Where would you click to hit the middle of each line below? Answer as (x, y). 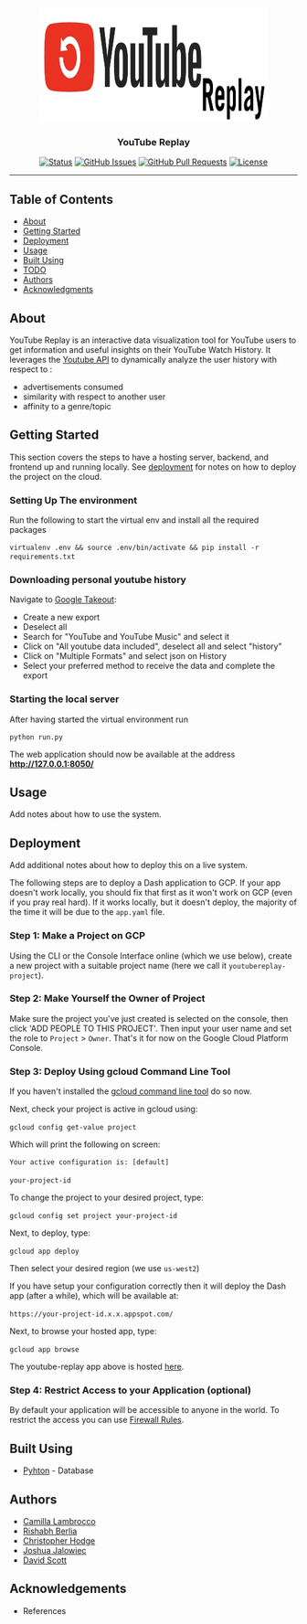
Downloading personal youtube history (98, 579)
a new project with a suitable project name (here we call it (118, 965)
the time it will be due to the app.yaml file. (87, 912)
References (44, 1610)
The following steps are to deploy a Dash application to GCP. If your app (145, 883)
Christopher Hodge (59, 1541)
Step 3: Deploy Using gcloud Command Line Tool (120, 1071)
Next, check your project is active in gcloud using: (104, 1109)
